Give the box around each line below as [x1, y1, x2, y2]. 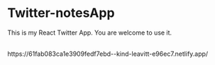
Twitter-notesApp [7, 5, 115, 21]
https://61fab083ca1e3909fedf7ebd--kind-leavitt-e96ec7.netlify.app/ [7, 49, 209, 58]
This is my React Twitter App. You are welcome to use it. [7, 28, 172, 37]
